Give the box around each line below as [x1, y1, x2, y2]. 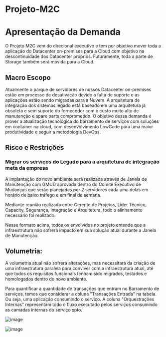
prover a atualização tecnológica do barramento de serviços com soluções [5, 118, 159, 124]
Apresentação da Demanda [5, 26, 121, 38]
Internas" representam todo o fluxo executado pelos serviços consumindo [5, 302, 158, 308]
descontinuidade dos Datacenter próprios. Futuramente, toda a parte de [5, 53, 153, 59]
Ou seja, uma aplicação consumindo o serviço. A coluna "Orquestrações [5, 296, 155, 303]
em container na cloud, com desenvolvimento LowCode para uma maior [5, 123, 154, 129]
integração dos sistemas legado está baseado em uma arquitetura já [5, 102, 146, 108]
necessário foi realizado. [5, 212, 56, 218]
